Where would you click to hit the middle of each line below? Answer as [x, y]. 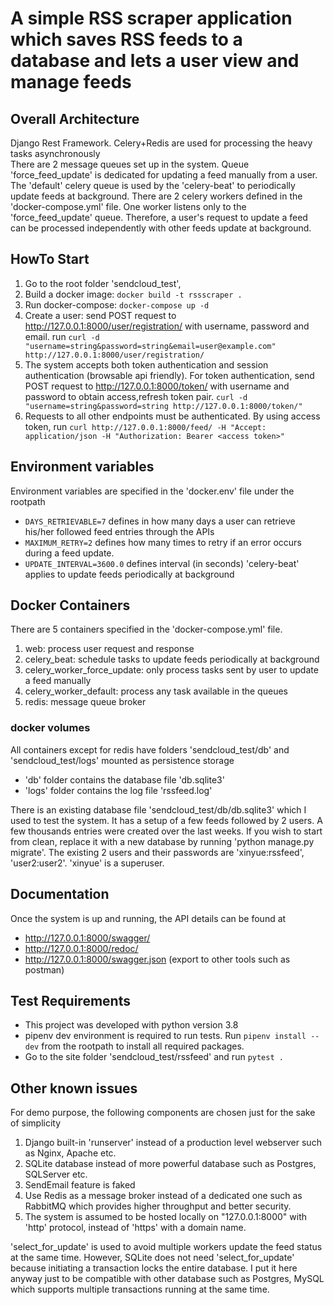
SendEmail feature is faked [80, 1185]
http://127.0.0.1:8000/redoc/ [81, 948]
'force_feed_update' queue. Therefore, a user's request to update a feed [159, 217]
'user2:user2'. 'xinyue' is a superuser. [87, 863]
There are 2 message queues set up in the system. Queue [130, 164]
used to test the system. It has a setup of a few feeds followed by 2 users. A [166, 820]
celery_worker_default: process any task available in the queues [156, 691]
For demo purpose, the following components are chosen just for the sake [163, 1113]
